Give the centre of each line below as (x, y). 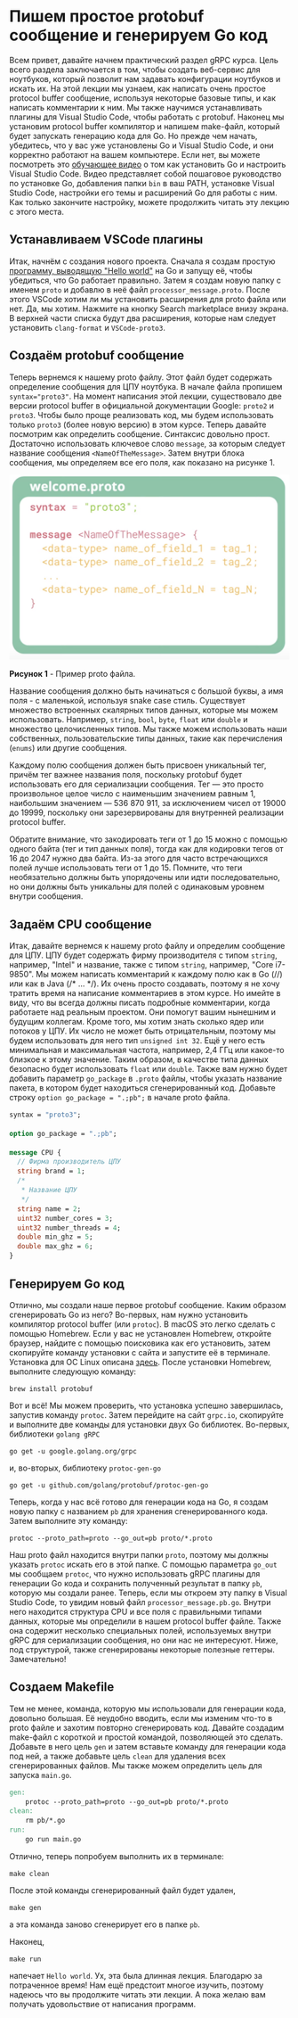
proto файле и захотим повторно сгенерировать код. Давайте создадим (147, 1727)
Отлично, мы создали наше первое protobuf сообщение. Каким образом (148, 1305)
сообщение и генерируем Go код (139, 35)
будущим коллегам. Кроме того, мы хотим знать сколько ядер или (137, 1022)
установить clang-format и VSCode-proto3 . (88, 327)
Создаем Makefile (62, 1687)
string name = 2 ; (49, 1209)
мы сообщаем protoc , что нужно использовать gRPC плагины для (135, 1573)
